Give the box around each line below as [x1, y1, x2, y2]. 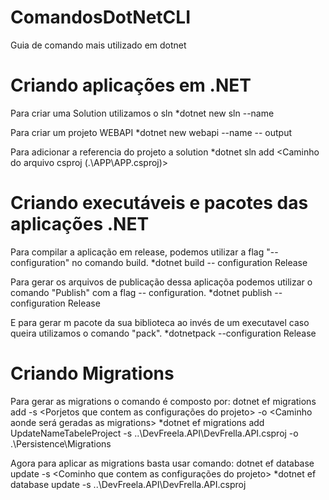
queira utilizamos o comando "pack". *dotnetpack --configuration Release [10, 327, 317, 339]
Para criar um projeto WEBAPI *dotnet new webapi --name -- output [10, 126, 293, 138]
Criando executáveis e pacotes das [10, 192, 309, 215]
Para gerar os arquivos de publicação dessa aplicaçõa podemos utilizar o [10, 276, 313, 288]
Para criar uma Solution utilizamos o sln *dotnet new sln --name [10, 107, 275, 119]
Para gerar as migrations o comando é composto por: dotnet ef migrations [10, 395, 317, 407]
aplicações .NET [10, 213, 150, 236]
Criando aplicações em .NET [10, 74, 252, 97]
